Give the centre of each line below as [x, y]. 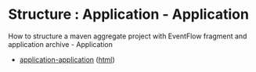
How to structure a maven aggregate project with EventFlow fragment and [128, 36]
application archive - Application [61, 44]
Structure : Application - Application [128, 14]
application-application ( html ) [67, 59]
